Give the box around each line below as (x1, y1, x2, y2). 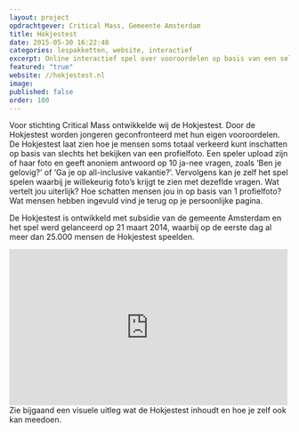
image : (9, 79, 34, 88)
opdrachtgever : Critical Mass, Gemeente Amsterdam (9, 21, 201, 30)
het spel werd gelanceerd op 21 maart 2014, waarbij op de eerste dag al (9, 222, 272, 233)
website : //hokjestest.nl (9, 71, 105, 80)
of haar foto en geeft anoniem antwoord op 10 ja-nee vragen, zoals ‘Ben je (9, 157, 282, 169)
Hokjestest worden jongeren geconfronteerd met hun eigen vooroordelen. (9, 130, 280, 140)
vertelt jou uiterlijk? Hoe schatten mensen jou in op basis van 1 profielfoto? (9, 186, 282, 196)
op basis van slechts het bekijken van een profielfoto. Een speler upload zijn (9, 148, 288, 159)
